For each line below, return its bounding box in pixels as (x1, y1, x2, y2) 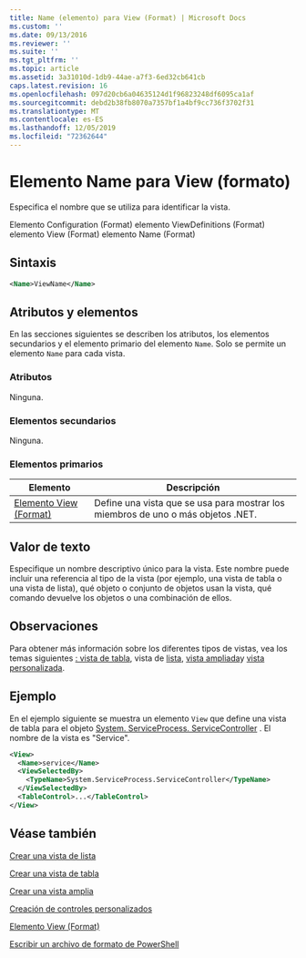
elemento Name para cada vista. (9, 348, 126, 359)
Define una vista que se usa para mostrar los (94, 497, 285, 510)
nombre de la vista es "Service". (9, 732, 130, 743)
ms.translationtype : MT (9, 107, 100, 116)
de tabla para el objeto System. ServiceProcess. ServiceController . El (9, 722, 271, 734)
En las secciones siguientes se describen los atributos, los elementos (9, 329, 270, 340)
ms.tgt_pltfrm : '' (9, 56, 79, 65)
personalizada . (9, 662, 66, 673)
